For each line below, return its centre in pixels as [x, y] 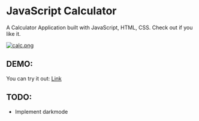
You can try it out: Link [34, 78]
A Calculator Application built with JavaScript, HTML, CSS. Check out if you [99, 27]
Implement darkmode [41, 111]
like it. [13, 33]
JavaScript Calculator [61, 11]
